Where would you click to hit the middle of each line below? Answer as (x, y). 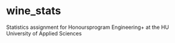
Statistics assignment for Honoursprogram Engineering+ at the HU (88, 27)
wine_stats (34, 11)
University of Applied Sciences (44, 33)
